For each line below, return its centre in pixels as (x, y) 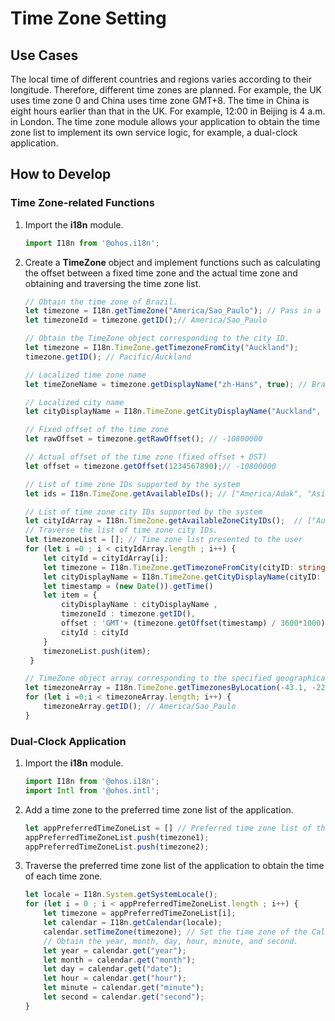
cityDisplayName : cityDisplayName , (139, 605)
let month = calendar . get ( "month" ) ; (119, 960)
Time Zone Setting (88, 18)
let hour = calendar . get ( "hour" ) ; (115, 978)
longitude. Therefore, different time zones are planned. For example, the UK (166, 90)
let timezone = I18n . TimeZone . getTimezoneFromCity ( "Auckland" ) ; (161, 348)
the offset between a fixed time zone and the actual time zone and (161, 273)
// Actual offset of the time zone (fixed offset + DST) (146, 457)
